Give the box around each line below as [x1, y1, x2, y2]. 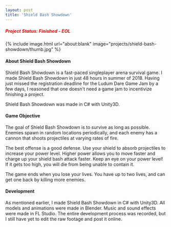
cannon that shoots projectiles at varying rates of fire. [5, 135, 119, 141]
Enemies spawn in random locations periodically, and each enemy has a [5, 129, 158, 135]
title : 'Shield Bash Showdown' [5, 12, 72, 17]
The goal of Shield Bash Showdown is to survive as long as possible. [5, 124, 150, 130]
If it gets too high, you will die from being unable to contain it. [5, 161, 135, 167]
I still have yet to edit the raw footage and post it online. [5, 216, 122, 222]
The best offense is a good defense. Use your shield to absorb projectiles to [5, 145, 166, 151]
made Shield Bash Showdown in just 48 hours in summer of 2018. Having [5, 75, 160, 81]
